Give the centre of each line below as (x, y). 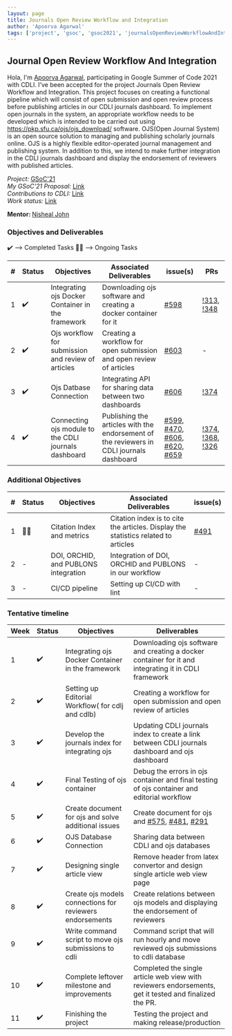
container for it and (164, 660)
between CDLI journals (170, 742)
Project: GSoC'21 (31, 179)
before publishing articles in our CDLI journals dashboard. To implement (109, 107)
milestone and (88, 985)
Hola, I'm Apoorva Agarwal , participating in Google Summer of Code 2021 (112, 77)
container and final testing (176, 780)
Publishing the (125, 416)
